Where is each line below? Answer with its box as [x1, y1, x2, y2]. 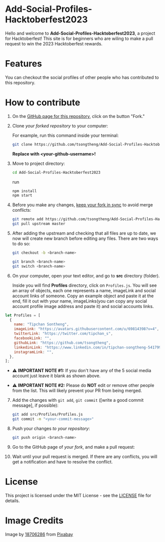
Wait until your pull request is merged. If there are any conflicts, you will [12, 453, 158, 460]
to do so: [12, 241, 30, 247]
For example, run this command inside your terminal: [12, 132, 119, 138]
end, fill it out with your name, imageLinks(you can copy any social [12, 298, 147, 304]
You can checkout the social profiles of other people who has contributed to [5, 74, 159, 80]
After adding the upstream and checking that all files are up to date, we [12, 231, 156, 236]
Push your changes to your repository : [12, 426, 90, 431]
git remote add [12, 217, 44, 222]
